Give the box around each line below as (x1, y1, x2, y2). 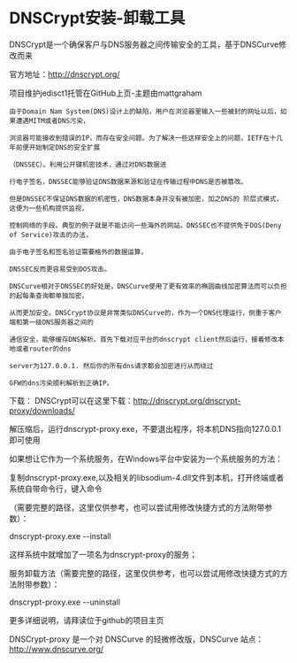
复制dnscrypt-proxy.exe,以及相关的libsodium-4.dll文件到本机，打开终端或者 (9, 472, 285, 482)
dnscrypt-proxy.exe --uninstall (9, 597, 121, 607)
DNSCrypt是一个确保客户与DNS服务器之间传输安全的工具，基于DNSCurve (9, 39, 279, 50)
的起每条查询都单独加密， (9, 291, 88, 300)
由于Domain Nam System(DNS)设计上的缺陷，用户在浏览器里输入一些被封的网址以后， (9, 107, 281, 116)
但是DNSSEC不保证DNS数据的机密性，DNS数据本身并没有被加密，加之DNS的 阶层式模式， (9, 194, 284, 204)
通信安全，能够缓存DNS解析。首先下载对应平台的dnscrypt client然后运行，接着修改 (9, 335, 278, 343)
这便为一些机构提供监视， (9, 204, 88, 212)
